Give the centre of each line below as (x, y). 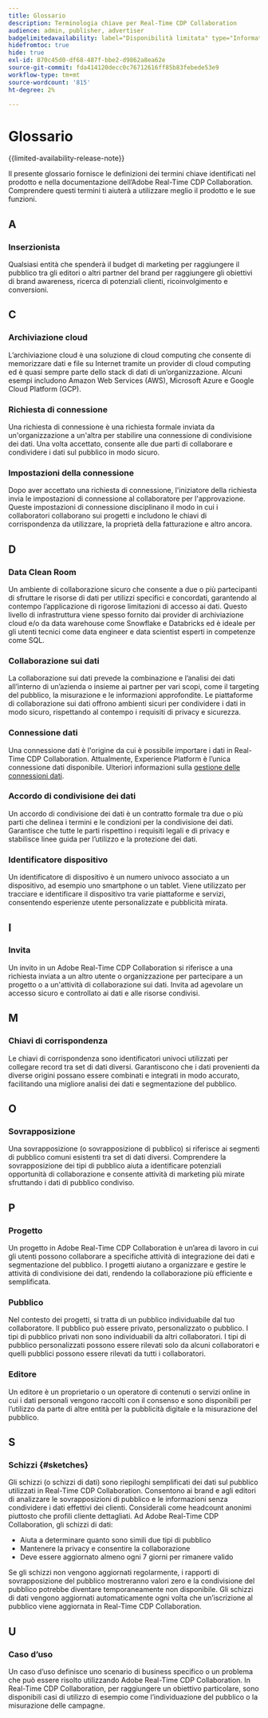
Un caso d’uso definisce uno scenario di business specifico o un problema (131, 1671)
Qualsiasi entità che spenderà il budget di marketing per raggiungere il (124, 264)
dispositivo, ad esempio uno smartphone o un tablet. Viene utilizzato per (127, 885)
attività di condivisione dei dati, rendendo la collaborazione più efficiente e (130, 1273)
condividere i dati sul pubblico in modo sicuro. (84, 452)
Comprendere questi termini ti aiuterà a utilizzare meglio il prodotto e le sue (132, 191)
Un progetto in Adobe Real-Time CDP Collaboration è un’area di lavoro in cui (134, 1247)
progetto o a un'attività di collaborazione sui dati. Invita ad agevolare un (126, 984)
